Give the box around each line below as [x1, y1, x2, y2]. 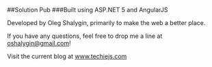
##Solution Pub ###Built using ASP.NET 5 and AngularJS [7, 6, 168, 14]
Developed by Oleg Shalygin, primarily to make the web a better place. [7, 19, 206, 26]
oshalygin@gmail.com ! [7, 39, 71, 47]
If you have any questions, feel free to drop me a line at [7, 32, 163, 40]
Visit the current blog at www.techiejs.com [7, 52, 127, 60]
